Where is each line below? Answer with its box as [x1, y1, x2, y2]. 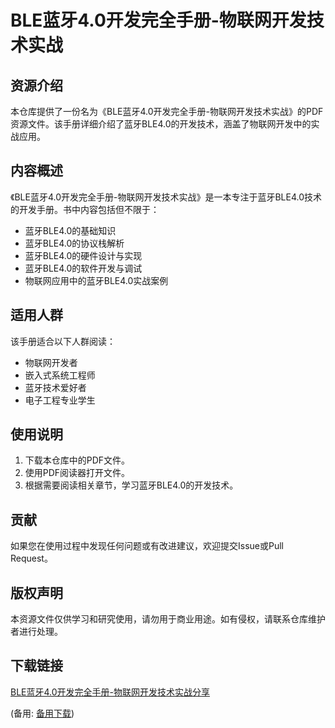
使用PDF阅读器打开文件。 [24, 467, 131, 479]
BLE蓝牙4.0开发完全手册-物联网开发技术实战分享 [10, 686, 211, 698]
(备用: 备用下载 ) [10, 707, 75, 719]
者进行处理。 [10, 626, 63, 638]
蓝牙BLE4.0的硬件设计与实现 [24, 249, 143, 261]
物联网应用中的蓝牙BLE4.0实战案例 [24, 274, 169, 286]
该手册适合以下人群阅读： [10, 335, 116, 347]
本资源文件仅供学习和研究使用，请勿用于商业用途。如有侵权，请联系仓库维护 [10, 613, 326, 625]
